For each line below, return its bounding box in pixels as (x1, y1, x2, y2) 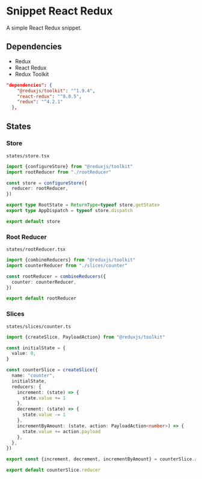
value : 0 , (11, 351, 36, 357)
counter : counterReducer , (11, 279, 77, 285)
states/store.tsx (6, 152, 50, 159)
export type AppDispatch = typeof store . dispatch (6, 208, 133, 214)
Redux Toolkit (14, 70, 49, 78)
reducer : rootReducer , (11, 186, 69, 192)
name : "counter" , (11, 372, 55, 379)
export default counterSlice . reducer (6, 467, 101, 474)
